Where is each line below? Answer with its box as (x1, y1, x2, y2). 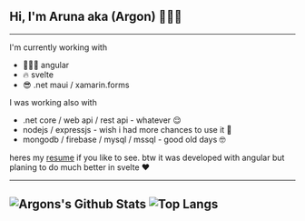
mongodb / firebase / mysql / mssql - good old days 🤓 (22, 134, 226, 145)
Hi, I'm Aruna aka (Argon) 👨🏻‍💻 (9, 9, 183, 25)
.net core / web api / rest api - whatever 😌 (22, 115, 182, 126)
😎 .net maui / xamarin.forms (22, 79, 130, 90)
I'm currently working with (9, 42, 107, 53)
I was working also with (9, 96, 97, 107)
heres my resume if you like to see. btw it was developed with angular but (9, 152, 285, 163)
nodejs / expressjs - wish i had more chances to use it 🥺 (22, 124, 232, 135)
